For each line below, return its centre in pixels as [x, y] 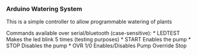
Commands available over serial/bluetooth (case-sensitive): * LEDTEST [93, 33]
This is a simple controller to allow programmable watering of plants [89, 22]
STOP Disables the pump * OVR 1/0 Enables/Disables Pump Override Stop [96, 46]
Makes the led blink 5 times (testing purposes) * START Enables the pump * [99, 40]
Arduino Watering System [44, 9]
